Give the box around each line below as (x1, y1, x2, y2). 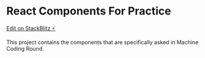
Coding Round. (6, 45, 44, 52)
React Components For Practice (6, 4, 171, 18)
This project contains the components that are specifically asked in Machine (6, 38, 199, 46)
